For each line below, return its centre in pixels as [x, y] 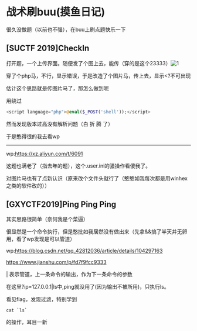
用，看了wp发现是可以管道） [41, 239]
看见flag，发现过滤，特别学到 [42, 299]
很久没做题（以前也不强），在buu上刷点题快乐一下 [66, 29]
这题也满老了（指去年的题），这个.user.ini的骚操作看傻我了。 [79, 166]
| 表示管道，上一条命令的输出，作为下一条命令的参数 [69, 275]
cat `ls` [17, 310]
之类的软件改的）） [28, 185]
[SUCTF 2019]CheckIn [48, 49]
